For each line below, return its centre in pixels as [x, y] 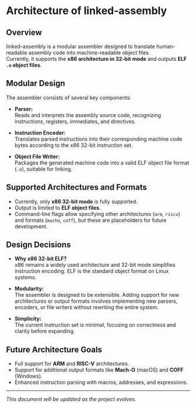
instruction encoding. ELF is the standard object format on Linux [92, 271]
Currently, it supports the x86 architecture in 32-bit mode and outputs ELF [97, 59]
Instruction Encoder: [40, 132]
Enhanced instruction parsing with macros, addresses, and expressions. [101, 382]
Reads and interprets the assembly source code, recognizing [88, 115]
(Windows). [28, 376]
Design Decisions [38, 245]
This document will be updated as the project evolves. [71, 399]
